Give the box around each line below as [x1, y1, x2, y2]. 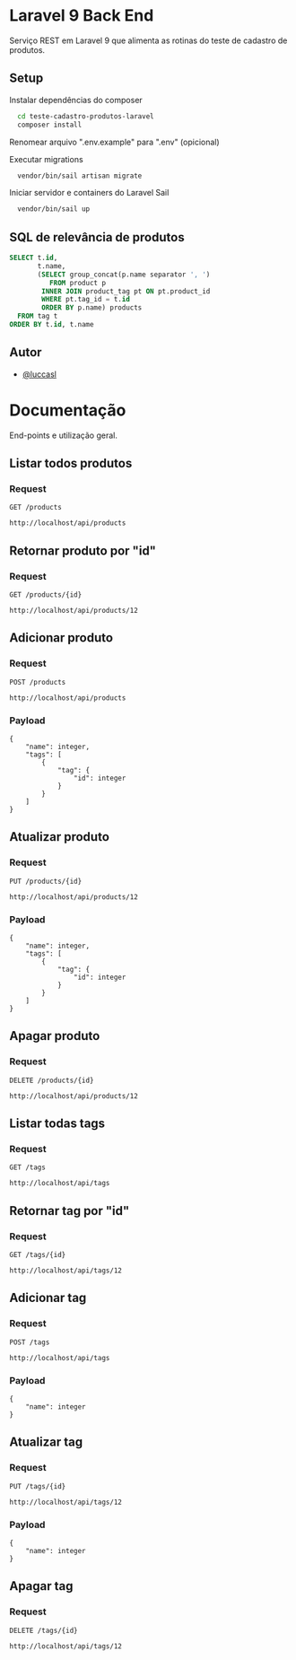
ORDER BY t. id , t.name [9, 320, 94, 329]
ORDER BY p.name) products [41, 303, 143, 312]
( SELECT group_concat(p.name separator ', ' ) [37, 270, 211, 279]
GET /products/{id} [9, 590, 83, 599]
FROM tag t [17, 311, 58, 321]
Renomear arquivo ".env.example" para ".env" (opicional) [9, 136, 220, 147]
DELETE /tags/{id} [9, 1626, 78, 1635]
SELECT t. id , [9, 253, 58, 263]
